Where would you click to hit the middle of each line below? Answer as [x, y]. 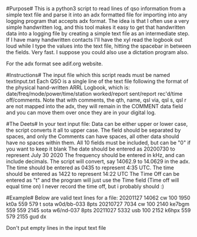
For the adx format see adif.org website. [54, 64]
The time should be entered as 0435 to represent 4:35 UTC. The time [90, 168]
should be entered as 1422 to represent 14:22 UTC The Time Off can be [93, 174]
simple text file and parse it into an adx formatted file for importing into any [97, 15]
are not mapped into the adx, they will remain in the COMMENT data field [95, 106]
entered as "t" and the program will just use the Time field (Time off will [93, 180]
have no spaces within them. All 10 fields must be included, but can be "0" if [98, 143]
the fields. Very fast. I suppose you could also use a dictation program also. [97, 52]
